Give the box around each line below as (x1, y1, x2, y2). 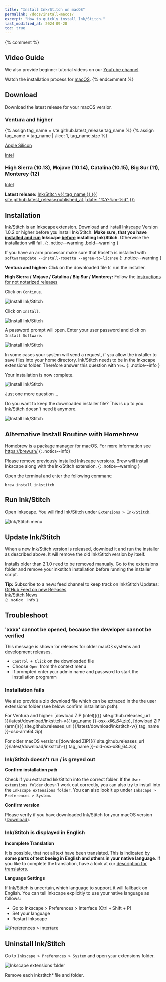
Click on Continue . (5, 289, 42, 295)
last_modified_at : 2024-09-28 (5, 21, 68, 26)
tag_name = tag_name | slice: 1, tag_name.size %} (5, 133, 108, 139)
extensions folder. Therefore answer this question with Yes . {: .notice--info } (5, 362, 160, 368)
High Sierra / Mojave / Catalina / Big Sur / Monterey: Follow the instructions (5, 274, 161, 280)
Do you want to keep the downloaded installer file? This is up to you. (5, 401, 145, 407)
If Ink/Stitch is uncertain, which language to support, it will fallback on (5, 885, 148, 891)
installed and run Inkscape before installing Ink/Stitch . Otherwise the (5, 235, 149, 241)
